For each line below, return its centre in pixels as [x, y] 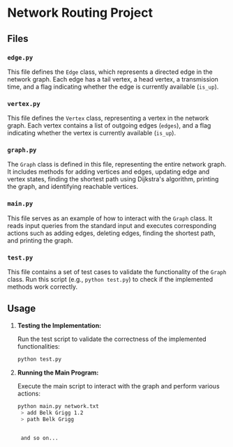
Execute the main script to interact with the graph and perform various [118, 386]
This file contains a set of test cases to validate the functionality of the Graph [117, 272]
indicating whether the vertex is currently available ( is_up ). [92, 133]
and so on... [39, 438]
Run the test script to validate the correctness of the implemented [112, 339]
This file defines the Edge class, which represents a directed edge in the [110, 72]
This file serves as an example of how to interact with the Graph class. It [110, 218]
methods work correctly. [43, 287]
